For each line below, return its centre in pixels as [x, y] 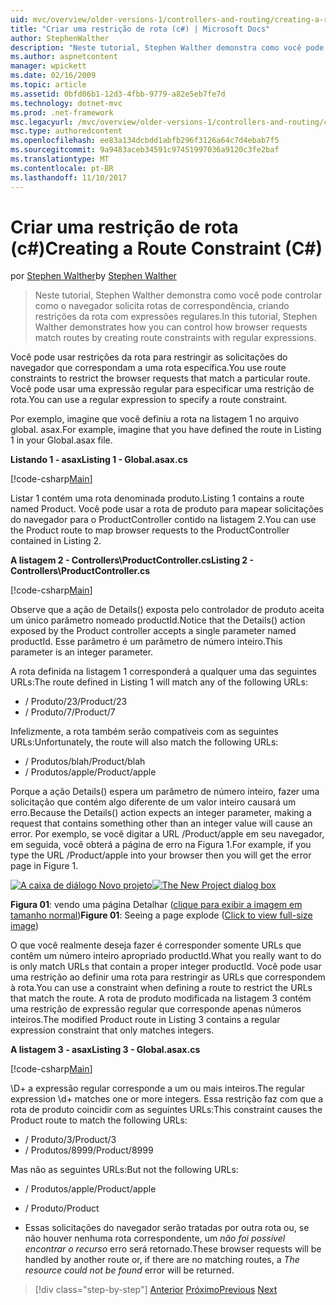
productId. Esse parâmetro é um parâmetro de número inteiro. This [146, 642]
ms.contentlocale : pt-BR [62, 168]
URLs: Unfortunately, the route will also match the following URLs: [144, 742]
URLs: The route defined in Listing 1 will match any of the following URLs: [159, 682]
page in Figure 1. [44, 866]
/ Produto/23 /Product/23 [76, 702]
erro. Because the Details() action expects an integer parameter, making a [161, 813]
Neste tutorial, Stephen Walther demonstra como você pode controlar [178, 295]
